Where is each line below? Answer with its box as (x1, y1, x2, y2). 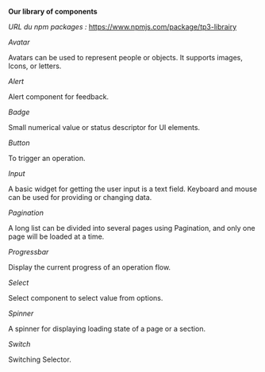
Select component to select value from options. (8, 293, 163, 302)
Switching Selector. (8, 355, 71, 364)
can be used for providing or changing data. (8, 193, 152, 201)
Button (8, 138, 30, 148)
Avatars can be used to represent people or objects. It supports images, (8, 53, 244, 62)
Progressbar (8, 247, 49, 256)
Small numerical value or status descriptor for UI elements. (8, 123, 201, 132)
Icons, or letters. (8, 61, 62, 71)
